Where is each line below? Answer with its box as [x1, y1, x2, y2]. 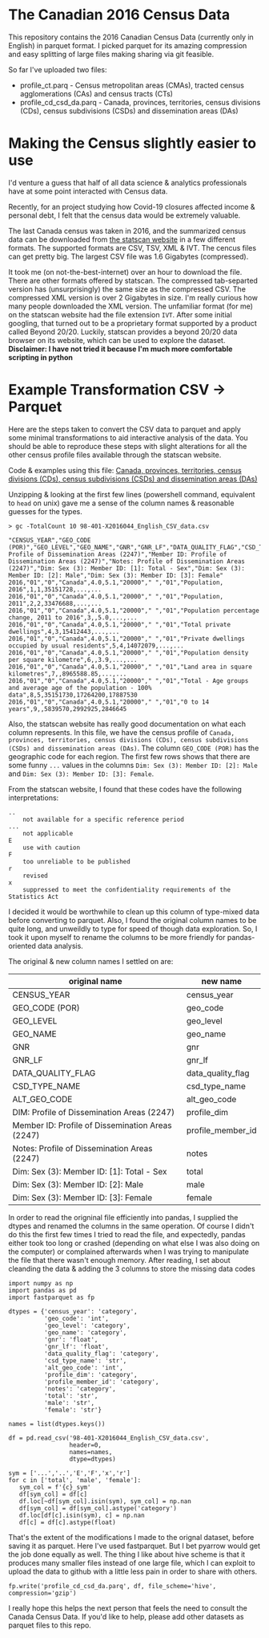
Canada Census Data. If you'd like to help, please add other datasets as [8, 1611, 244, 1621]
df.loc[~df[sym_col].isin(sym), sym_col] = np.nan [18, 1497, 192, 1505]
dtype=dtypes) [69, 1455, 116, 1463]
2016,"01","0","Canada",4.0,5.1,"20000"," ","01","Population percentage [8, 607, 260, 615]
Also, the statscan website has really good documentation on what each [8, 719, 247, 729]
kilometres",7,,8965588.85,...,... [8, 669, 127, 678]
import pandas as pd [8, 1286, 78, 1294]
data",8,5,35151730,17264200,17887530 [8, 691, 138, 699]
